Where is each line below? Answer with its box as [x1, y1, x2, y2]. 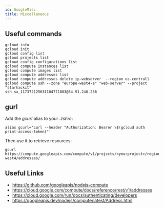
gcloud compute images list [5, 68, 62, 73]
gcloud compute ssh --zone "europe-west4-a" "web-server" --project [5, 81, 147, 86]
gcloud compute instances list [5, 64, 69, 69]
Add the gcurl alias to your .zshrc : [5, 115, 73, 122]
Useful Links [5, 169, 44, 177]
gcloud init [5, 47, 29, 52]
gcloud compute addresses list [5, 73, 69, 77]
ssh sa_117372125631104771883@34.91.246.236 [5, 90, 97, 95]
